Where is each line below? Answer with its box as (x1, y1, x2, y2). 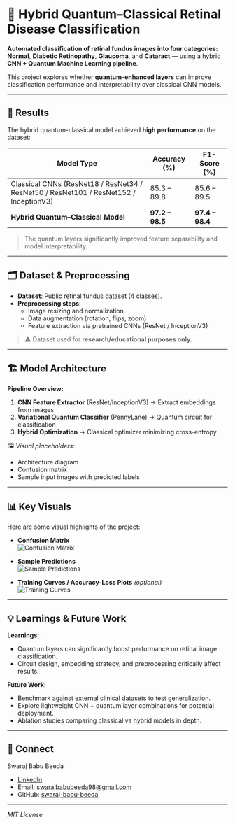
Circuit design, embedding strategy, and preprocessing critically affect (17, 660, 221, 667)
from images (17, 406, 55, 414)
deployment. (17, 709, 54, 717)
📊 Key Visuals (7, 500, 71, 513)
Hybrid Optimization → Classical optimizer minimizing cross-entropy (17, 428, 217, 436)
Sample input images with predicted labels (17, 473, 140, 481)
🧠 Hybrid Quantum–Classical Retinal (7, 6, 222, 22)
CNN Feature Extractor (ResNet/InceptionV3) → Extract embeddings (17, 398, 216, 406)
